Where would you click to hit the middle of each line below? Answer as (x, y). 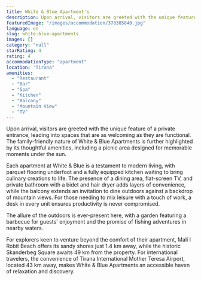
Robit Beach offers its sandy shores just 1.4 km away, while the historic (94, 246)
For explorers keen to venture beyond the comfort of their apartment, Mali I (99, 240)
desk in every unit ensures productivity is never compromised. (83, 204)
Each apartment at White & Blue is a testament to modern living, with (91, 166)
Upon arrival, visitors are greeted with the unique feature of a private (91, 129)
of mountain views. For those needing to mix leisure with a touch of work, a (99, 197)
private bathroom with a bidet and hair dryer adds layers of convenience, (96, 185)
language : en (22, 28)
